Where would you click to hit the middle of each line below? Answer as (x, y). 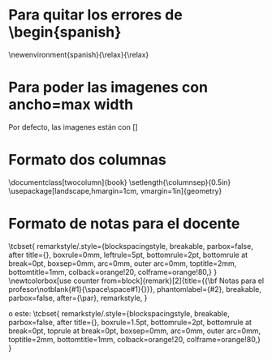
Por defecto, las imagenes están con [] (73, 126)
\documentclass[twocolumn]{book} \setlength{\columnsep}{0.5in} (120, 182)
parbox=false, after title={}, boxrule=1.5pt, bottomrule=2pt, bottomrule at (130, 322)
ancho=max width (71, 105)
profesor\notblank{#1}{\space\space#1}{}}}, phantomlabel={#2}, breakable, (135, 289)
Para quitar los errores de (95, 15)
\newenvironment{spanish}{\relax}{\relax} (79, 54)
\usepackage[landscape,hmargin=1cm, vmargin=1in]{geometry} (115, 191)
